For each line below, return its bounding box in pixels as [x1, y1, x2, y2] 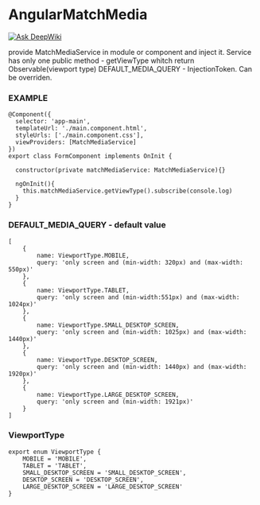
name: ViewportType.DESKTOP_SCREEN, [37, 355, 158, 363]
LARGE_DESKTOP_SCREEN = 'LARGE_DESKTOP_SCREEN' [22, 483, 183, 491]
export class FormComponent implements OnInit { [8, 153, 173, 161]
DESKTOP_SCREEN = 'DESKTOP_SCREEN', [22, 476, 145, 484]
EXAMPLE [8, 92, 49, 103]
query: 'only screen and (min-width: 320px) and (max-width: [37, 258, 244, 266]
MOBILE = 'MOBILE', [22, 455, 87, 463]
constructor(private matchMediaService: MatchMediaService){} [15, 166, 226, 174]
